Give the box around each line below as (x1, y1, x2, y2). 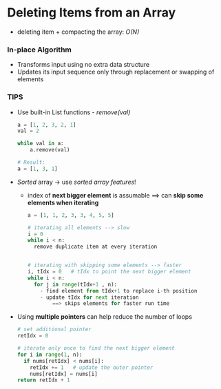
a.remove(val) (30, 147, 70, 154)
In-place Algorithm (7, 45, 72, 54)
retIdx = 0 (17, 333, 49, 339)
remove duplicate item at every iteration (33, 243, 158, 251)
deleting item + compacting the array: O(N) (17, 28, 140, 36)
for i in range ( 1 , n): (17, 351, 83, 358)
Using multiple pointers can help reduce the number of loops (17, 313, 193, 321)
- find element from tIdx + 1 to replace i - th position (40, 287, 198, 294)
